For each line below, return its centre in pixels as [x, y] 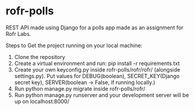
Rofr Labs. [18, 33]
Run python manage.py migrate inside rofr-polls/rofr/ [79, 88]
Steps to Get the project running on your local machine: [74, 45]
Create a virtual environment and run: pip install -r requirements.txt [97, 63]
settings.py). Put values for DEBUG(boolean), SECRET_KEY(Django [97, 76]
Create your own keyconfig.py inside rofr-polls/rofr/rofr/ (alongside [97, 69]
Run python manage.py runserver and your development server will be [102, 95]
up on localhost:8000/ [42, 101]
